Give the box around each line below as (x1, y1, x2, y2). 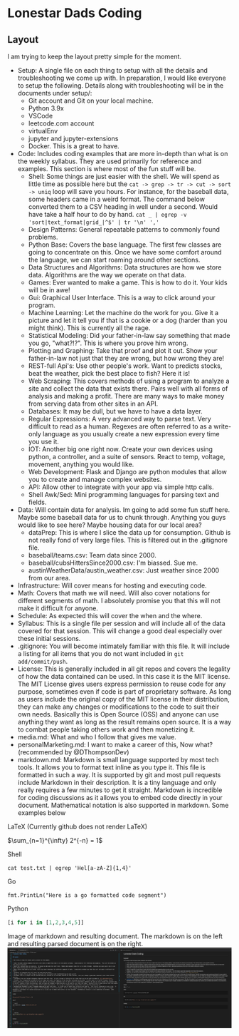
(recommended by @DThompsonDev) (17, 748, 129, 757)
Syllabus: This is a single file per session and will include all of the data (17, 619, 225, 627)
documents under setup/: (17, 89, 92, 97)
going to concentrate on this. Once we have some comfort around (28, 248, 222, 256)
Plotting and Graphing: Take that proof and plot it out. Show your (28, 347, 218, 354)
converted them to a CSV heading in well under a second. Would (28, 202, 218, 211)
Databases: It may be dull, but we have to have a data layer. (28, 407, 203, 415)
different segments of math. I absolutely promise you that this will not (17, 597, 221, 605)
